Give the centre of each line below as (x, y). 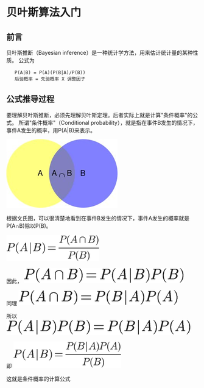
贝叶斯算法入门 (44, 12)
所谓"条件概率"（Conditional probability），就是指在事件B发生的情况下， (108, 122)
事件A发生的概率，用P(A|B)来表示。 (51, 130)
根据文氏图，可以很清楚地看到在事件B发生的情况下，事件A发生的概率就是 (98, 218)
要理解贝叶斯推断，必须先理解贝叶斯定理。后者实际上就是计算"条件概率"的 (100, 115)
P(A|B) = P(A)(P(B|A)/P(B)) (50, 72)
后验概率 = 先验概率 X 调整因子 (50, 79)
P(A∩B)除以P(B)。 (29, 225)
